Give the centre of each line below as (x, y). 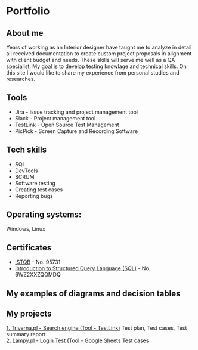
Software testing (35, 183)
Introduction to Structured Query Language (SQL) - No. (83, 268)
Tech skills (27, 150)
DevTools (26, 171)
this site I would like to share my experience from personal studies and (93, 72)
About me (25, 33)
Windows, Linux (26, 229)
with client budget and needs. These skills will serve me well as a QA (91, 60)
